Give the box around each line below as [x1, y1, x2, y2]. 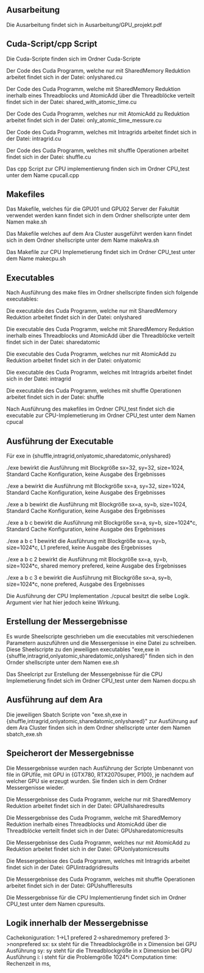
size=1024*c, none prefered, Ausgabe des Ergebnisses [6, 580, 145, 588]
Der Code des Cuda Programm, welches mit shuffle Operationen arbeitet [6, 147, 189, 154]
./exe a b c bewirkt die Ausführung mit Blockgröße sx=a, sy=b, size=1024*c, [6, 519, 197, 527]
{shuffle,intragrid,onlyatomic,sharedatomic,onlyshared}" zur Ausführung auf [6, 717, 198, 724]
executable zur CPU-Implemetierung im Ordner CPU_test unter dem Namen [6, 412, 196, 419]
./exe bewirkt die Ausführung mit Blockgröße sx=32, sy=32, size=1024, [6, 464, 185, 472]
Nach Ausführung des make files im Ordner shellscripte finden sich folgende [6, 289, 199, 296]
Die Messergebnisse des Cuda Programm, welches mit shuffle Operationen [6, 875, 195, 883]
